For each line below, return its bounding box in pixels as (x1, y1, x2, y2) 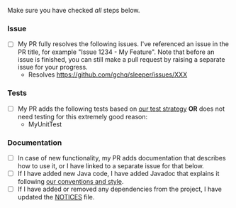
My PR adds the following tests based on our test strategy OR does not (17, 104, 225, 113)
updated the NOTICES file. (17, 193, 95, 202)
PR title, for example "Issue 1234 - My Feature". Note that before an (17, 48, 215, 56)
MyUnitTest (28, 120, 62, 128)
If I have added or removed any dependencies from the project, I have (17, 185, 222, 194)
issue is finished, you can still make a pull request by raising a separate (17, 55, 225, 64)
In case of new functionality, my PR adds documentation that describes (17, 154, 226, 163)
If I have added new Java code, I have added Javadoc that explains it (17, 170, 220, 178)
